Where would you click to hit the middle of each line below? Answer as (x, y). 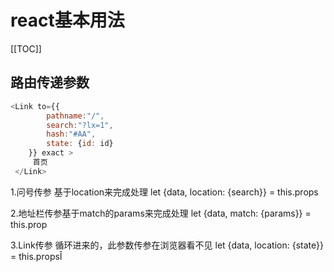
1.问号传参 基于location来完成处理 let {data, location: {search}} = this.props (164, 192)
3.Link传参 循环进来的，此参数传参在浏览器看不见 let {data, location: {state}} (167, 245)
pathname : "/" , (75, 116)
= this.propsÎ (36, 256)
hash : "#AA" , (71, 134)
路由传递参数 (50, 82)
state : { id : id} (80, 144)
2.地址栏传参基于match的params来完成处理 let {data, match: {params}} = (161, 213)
